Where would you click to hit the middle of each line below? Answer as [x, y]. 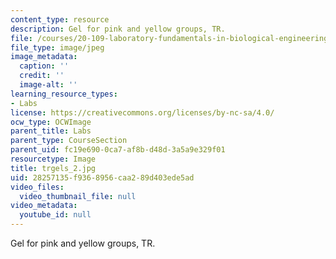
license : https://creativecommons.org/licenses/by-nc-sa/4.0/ [142, 112]
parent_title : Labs [51, 131]
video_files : [37, 187]
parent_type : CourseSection [69, 141]
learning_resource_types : [64, 94]
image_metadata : [44, 57]
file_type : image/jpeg [57, 47]
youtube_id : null [55, 215]
